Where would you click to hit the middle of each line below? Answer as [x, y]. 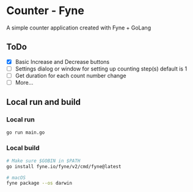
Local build [23, 148]
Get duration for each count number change [71, 75]
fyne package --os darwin [39, 183]
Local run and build [44, 102]
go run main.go [26, 132]
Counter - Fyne [45, 11]
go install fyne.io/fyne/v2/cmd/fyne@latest [64, 166]
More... [24, 82]
